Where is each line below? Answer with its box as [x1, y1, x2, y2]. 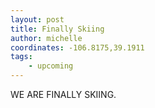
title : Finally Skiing [10, 24, 105, 34]
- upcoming [28, 61, 74, 71]
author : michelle [10, 33, 83, 43]
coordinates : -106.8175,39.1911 [10, 42, 145, 53]
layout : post [10, 14, 65, 25]
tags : [10, 52, 33, 62]
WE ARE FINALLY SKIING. [10, 89, 117, 100]
